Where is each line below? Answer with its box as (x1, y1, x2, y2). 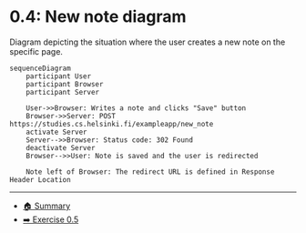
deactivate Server (25, 143, 96, 152)
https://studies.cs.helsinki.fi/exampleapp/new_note (9, 119, 214, 128)
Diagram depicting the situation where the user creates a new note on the (9, 36, 286, 47)
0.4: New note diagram (9, 6, 187, 27)
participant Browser (25, 79, 104, 88)
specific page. (9, 46, 64, 56)
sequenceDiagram (9, 64, 71, 73)
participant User (25, 71, 92, 81)
